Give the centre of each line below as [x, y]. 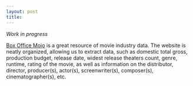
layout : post [22, 11]
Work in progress [27, 34]
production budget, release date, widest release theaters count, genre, [92, 58]
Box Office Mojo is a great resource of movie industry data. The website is [96, 45]
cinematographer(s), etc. [36, 77]
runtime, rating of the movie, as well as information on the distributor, [90, 64]
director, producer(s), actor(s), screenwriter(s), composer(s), [80, 70]
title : [14, 17]
